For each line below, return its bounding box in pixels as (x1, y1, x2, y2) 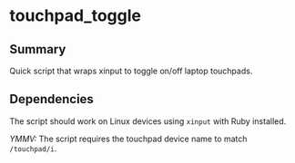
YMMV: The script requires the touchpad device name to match (9, 133, 248, 144)
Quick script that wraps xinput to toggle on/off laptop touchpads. (9, 65, 253, 76)
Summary (9, 42, 66, 57)
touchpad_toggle (9, 5, 141, 26)
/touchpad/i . (9, 142, 57, 154)
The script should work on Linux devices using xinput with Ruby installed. (9, 115, 287, 127)
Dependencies (9, 91, 94, 107)
